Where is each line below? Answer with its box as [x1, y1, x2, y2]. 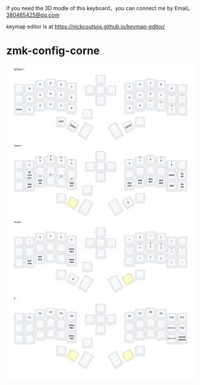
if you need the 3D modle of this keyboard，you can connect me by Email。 [6, 5, 193, 11]
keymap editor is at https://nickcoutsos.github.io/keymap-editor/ [6, 23, 165, 30]
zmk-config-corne [6, 44, 100, 58]
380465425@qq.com [6, 11, 60, 19]
